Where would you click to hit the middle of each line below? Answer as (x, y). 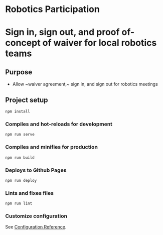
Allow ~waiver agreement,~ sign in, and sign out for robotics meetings (85, 84)
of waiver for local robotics (100, 43)
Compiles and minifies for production (51, 147)
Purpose (19, 72)
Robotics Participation (53, 9)
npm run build (20, 157)
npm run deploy (21, 180)
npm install (18, 111)
